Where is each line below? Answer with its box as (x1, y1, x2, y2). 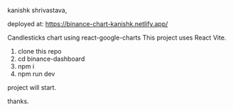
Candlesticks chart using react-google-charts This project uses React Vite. (7, 33, 227, 42)
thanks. (7, 97, 30, 105)
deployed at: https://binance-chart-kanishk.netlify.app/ (7, 20, 168, 28)
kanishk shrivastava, (7, 6, 67, 14)
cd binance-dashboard (17, 54, 85, 63)
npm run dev (17, 70, 55, 78)
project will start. (7, 83, 57, 91)
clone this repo (17, 47, 62, 55)
